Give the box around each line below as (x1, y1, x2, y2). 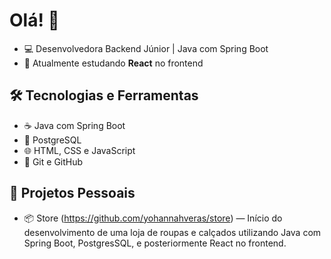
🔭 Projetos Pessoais (9, 185, 136, 202)
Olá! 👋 (9, 9, 60, 32)
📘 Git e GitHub (23, 155, 84, 168)
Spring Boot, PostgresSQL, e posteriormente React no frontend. (23, 237, 287, 249)
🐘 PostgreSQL (23, 134, 82, 146)
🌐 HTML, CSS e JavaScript (23, 144, 136, 156)
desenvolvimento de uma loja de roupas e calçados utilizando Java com (23, 226, 322, 238)
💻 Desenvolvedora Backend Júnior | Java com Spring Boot (23, 42, 269, 54)
